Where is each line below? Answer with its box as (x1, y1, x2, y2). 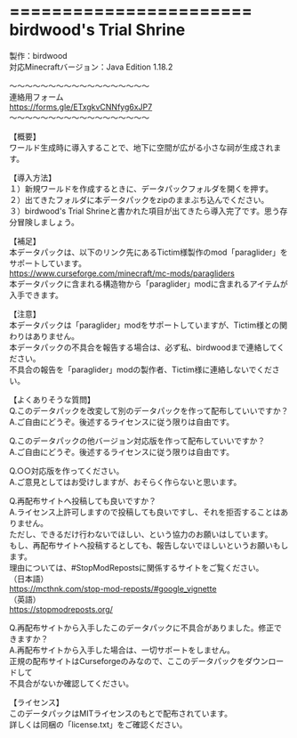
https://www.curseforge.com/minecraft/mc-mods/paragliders (9, 268, 236, 279)
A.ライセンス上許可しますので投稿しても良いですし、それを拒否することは (9, 507, 281, 517)
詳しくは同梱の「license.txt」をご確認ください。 (9, 718, 188, 730)
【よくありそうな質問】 (9, 393, 95, 405)
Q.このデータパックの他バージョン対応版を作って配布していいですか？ (9, 435, 266, 446)
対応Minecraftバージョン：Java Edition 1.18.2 (9, 61, 173, 72)
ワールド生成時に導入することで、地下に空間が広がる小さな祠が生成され (9, 142, 274, 152)
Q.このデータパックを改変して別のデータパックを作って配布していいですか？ (9, 405, 289, 416)
